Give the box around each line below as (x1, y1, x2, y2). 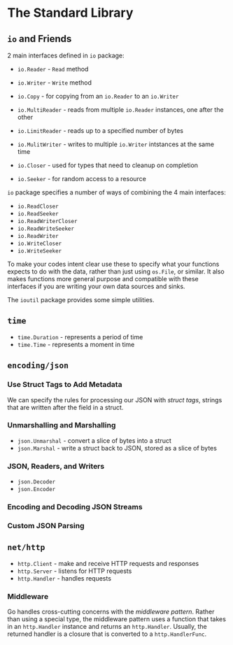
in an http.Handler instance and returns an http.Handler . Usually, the (7, 623, 208, 631)
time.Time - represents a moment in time (17, 340, 135, 348)
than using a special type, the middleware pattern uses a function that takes (7, 615, 226, 623)
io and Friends (7, 33, 72, 45)
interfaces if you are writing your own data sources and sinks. (7, 282, 185, 290)
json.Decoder (17, 479, 56, 485)
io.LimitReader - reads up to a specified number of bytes (17, 127, 184, 134)
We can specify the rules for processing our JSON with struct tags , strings (7, 395, 223, 404)
